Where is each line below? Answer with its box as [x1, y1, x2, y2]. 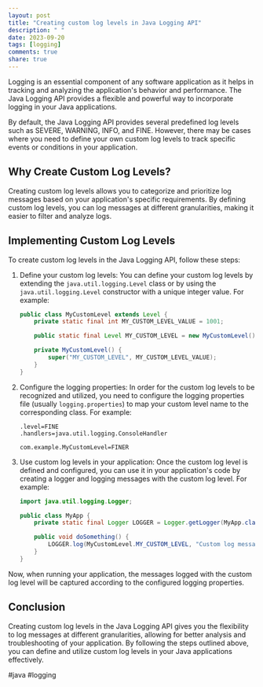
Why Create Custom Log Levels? [8, 165, 171, 179]
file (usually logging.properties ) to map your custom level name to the [19, 399, 249, 408]
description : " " [8, 26, 65, 34]
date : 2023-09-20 [8, 33, 65, 42]
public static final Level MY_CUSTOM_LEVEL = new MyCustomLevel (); [34, 332, 259, 340]
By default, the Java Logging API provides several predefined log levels [8, 117, 239, 127]
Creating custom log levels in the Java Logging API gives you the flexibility [8, 621, 249, 630]
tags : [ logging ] [8, 41, 61, 49]
